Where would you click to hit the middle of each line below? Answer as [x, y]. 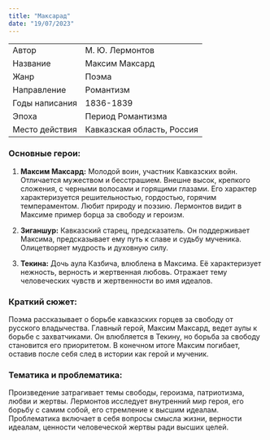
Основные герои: [45, 154]
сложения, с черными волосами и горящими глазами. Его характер [139, 189]
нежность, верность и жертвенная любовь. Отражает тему [124, 272]
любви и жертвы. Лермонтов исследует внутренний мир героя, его [126, 401]
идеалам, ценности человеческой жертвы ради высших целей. [119, 427]
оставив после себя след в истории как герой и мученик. [109, 354]
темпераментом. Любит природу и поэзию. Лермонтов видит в [131, 206]
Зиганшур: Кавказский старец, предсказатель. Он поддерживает [135, 230]
